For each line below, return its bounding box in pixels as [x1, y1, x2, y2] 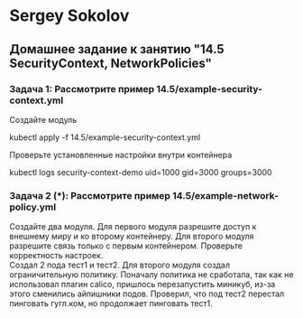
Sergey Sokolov [9, 5, 130, 26]
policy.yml [9, 201, 57, 213]
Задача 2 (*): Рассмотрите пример [9, 189, 171, 201]
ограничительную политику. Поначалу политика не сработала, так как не [9, 269, 294, 280]
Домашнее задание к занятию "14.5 [9, 42, 225, 57]
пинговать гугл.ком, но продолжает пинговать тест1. [9, 298, 214, 309]
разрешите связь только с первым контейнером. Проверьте [9, 240, 243, 251]
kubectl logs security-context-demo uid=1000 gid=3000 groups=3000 [9, 166, 272, 177]
